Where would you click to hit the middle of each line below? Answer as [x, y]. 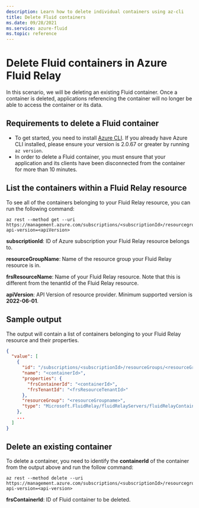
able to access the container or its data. [54, 105]
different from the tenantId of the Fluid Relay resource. [73, 283]
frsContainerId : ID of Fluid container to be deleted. [68, 500]
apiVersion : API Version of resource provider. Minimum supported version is [99, 294]
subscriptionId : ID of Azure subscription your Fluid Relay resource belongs [98, 241]
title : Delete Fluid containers [46, 17]
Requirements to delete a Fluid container [83, 123]
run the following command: [41, 209]
